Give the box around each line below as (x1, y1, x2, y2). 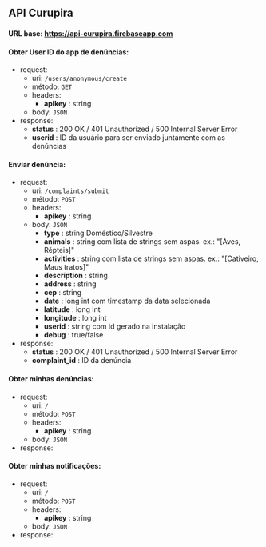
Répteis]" (43, 246, 74, 255)
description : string (43, 271, 108, 281)
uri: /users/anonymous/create (31, 74, 128, 83)
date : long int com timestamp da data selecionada (43, 296, 211, 306)
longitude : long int (43, 313, 107, 323)
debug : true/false (43, 330, 104, 340)
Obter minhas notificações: (8, 461, 101, 471)
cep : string (43, 288, 82, 297)
